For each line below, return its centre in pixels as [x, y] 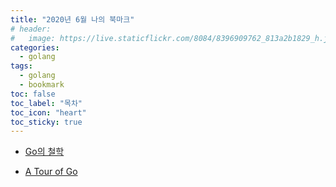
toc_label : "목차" [46, 103]
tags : [21, 66]
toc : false [33, 94]
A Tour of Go [51, 172]
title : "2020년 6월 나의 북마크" [72, 19]
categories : [35, 47]
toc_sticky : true [46, 122]
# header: [31, 29]
